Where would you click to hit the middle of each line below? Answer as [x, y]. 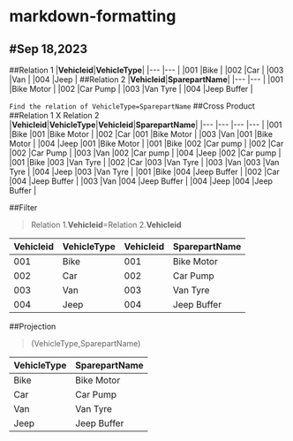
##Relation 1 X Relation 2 [54, 115]
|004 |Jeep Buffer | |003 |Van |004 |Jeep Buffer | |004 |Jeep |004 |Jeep [141, 181]
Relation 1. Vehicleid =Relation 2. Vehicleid [106, 224]
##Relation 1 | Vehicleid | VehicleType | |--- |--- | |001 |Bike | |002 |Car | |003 [146, 70]
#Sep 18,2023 [49, 49]
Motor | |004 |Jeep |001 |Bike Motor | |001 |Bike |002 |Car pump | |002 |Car [146, 144]
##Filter [23, 208]
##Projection [33, 326]
